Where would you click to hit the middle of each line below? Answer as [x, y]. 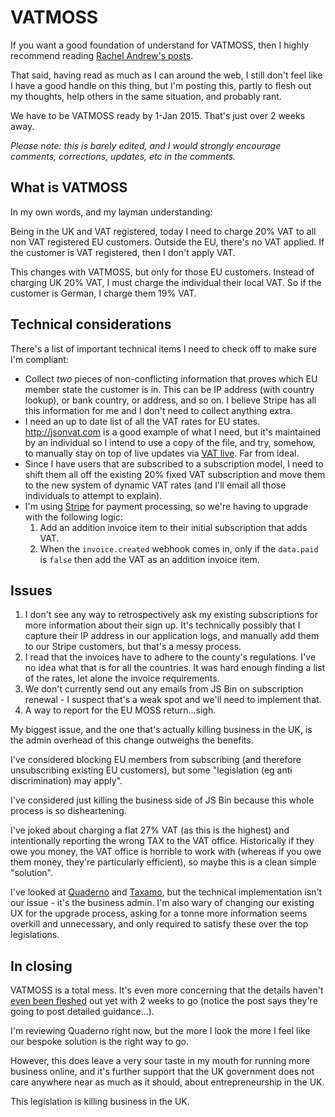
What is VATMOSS [69, 187]
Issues [31, 590]
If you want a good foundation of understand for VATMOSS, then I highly [160, 45]
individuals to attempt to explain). [93, 495]
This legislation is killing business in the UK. [100, 1102]
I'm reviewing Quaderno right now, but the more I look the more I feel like [160, 1031]
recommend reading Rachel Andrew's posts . [102, 55]
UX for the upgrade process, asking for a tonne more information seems [159, 913]
